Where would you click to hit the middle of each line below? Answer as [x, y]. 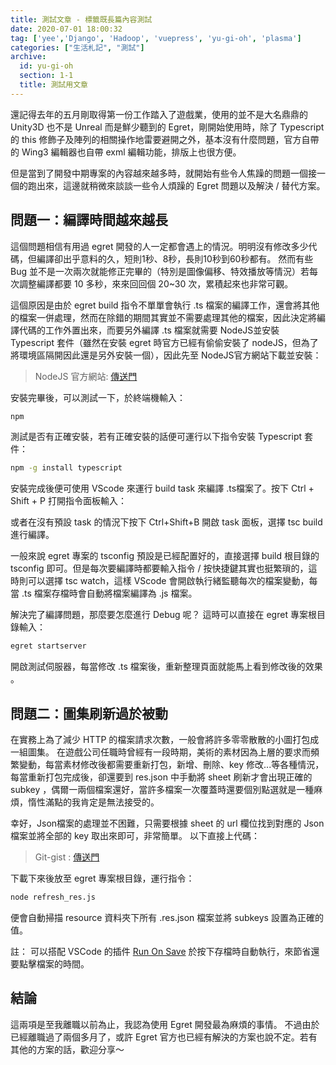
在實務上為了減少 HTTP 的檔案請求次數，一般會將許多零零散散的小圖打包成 [165, 739]
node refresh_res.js [53, 897]
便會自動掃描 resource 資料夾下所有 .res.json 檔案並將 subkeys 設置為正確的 [167, 917]
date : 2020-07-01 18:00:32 [66, 29]
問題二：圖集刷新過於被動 [89, 713]
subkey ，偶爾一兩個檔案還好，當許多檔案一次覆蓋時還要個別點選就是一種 [162, 789]
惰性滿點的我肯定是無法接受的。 [93, 802]
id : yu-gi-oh [46, 66]
